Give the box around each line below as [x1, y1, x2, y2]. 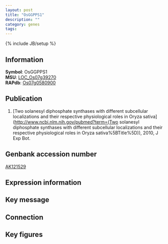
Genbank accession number [5, 150, 97, 159]
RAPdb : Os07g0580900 [5, 80, 56, 86]
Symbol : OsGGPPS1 [5, 68, 47, 75]
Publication [5, 94, 42, 103]
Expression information [5, 178, 82, 187]
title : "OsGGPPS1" [5, 12, 44, 17]
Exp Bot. [12, 135, 31, 141]
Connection [5, 213, 43, 222]
